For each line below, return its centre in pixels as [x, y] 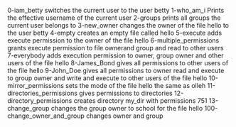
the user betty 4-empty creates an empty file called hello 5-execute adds [115, 33]
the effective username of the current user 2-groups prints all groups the [114, 18]
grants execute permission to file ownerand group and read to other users [116, 48]
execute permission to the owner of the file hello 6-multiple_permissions [113, 40]
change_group [28, 108]
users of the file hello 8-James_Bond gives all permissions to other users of [118, 63]
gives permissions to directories [126, 93]
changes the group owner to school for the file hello [127, 108]
